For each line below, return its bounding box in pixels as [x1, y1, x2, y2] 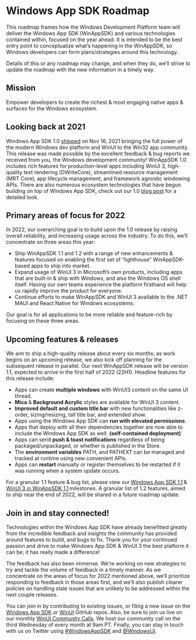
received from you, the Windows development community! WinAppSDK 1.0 [6, 156, 187, 163]
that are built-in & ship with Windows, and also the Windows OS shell [14, 275, 181, 282]
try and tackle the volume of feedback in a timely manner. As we [6, 566, 161, 573]
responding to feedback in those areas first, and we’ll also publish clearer [6, 579, 183, 585]
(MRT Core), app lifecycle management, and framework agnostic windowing [6, 175, 190, 182]
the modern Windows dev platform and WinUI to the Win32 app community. [6, 144, 189, 151]
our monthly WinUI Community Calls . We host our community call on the [6, 615, 181, 622]
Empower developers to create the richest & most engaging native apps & [6, 99, 184, 106]
